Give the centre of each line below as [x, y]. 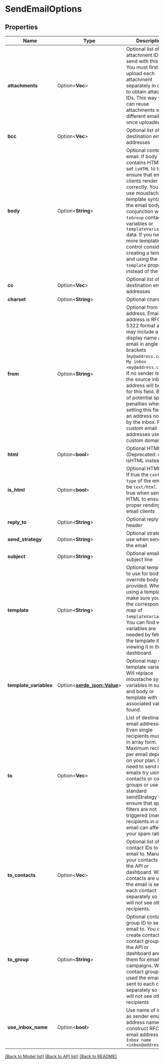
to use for [137, 574]
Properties [21, 27]
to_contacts [21, 875]
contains [136, 162]
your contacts [142, 860]
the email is [139, 884]
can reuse [138, 104]
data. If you [139, 234]
